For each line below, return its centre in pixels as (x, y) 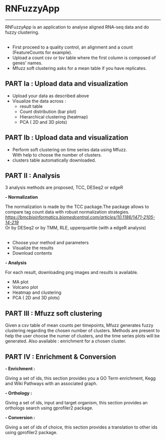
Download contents (32, 253)
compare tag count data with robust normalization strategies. (67, 212)
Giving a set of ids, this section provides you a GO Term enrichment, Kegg (81, 378)
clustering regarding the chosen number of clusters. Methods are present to (83, 330)
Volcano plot (25, 287)
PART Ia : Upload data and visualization (67, 84)
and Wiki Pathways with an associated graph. (51, 384)
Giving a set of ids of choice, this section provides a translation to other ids (81, 427)
